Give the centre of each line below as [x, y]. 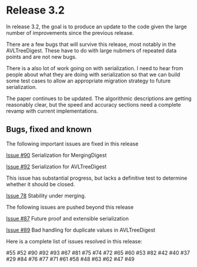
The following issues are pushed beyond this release [70, 207]
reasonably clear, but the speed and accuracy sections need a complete [94, 104]
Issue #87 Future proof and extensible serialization [68, 218]
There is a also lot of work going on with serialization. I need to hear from [95, 68]
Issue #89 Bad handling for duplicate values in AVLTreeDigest [81, 230]
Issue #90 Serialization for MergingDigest [56, 155]
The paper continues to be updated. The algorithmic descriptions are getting [99, 98]
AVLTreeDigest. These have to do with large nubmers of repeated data [91, 50]
